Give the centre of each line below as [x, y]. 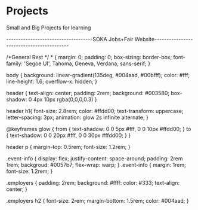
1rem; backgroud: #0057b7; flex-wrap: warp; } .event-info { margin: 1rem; [96, 165]
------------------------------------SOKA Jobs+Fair [70, 39]
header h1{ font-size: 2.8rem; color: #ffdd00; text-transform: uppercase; [95, 111]
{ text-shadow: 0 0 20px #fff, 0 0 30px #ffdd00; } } [69, 135]
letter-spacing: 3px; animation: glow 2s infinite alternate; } [78, 117]
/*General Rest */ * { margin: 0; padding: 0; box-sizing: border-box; [89, 57]
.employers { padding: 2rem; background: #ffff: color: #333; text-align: [93, 182]
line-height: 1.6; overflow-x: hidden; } [52, 81]
